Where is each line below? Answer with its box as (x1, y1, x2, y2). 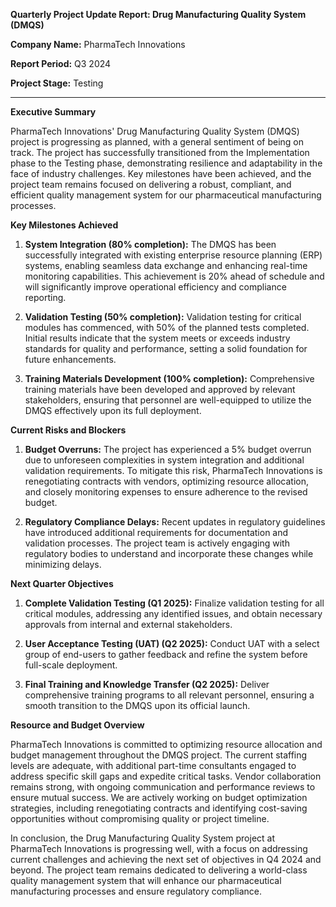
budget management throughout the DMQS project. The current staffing (10, 749, 308, 761)
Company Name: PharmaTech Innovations (10, 39, 186, 50)
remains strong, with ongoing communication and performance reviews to (10, 781, 316, 793)
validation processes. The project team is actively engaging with (24, 537, 290, 549)
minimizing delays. (24, 559, 102, 570)
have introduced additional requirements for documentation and (24, 527, 289, 538)
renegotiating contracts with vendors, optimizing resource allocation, (24, 475, 310, 487)
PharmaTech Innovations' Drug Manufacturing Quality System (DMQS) (10, 125, 300, 137)
